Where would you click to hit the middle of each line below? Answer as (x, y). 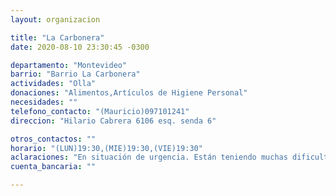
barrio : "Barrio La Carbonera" (75, 74)
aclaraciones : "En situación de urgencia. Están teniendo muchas (149, 157)
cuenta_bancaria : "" (53, 167)
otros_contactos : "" (53, 139)
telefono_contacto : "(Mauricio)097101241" (100, 111)
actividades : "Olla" (53, 84)
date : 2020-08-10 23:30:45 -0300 (80, 47)
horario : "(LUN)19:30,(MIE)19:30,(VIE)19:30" (106, 148)
